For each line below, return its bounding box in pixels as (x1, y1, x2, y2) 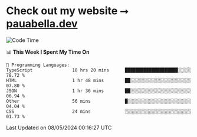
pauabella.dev (6, 17, 78, 31)
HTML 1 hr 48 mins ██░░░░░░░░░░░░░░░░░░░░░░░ (6, 77, 192, 83)
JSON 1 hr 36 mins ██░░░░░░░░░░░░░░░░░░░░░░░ (6, 87, 192, 94)
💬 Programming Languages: (6, 62, 70, 68)
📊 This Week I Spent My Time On (6, 48, 90, 56)
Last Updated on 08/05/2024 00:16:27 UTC (6, 124, 112, 131)
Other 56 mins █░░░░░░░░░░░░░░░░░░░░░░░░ (6, 98, 192, 104)
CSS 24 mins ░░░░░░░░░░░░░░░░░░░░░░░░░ (6, 108, 192, 115)
